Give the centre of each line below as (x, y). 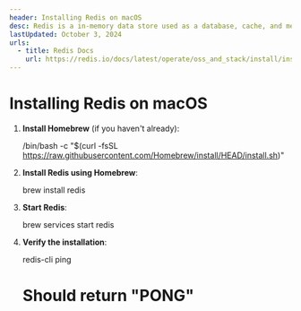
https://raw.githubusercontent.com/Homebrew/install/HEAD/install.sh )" (153, 155)
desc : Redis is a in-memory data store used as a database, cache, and (146, 26)
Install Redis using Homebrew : (80, 172)
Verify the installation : (64, 242)
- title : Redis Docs (56, 51)
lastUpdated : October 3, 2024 (66, 34)
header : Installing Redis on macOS (76, 17)
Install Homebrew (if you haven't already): (101, 128)
